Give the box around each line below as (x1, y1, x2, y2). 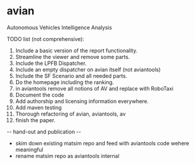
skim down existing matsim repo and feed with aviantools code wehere (15, 139, 190, 147)
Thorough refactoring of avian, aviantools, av (15, 110, 126, 117)
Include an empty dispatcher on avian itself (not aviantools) (15, 66, 161, 73)
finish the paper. (15, 116, 56, 123)
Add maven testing (15, 104, 62, 111)
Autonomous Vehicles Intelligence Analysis (7, 24, 112, 31)
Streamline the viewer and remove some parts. (15, 53, 130, 60)
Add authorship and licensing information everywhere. (15, 97, 149, 105)
